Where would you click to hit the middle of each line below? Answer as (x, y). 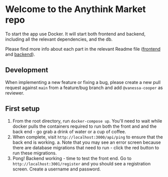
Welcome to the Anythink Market (75, 9)
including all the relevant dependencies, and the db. (59, 39)
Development (27, 70)
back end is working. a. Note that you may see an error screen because (87, 142)
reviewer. (15, 93)
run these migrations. (34, 153)
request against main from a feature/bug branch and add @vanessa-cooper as (84, 87)
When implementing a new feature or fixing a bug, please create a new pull (83, 82)
